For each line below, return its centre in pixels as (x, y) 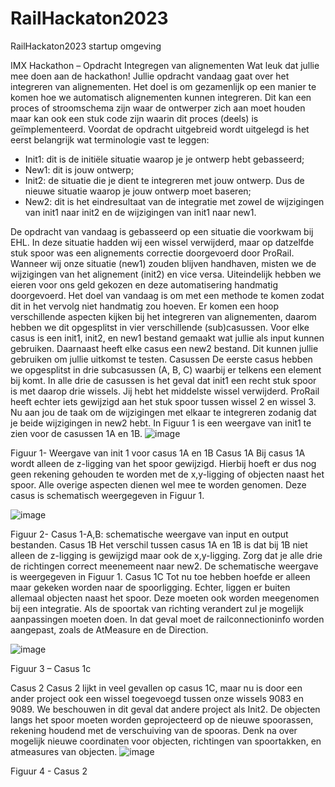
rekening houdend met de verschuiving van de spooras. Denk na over (154, 730)
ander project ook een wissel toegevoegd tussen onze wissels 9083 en (157, 698)
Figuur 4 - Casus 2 (49, 771)
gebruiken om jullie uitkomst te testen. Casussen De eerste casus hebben (161, 359)
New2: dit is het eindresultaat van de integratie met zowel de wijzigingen (174, 201)
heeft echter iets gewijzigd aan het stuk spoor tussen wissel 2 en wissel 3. (163, 401)
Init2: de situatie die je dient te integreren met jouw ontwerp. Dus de (164, 180)
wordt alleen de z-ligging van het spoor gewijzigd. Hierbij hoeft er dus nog (163, 463)
